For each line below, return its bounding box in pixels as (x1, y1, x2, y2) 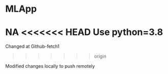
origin (94, 53, 107, 59)
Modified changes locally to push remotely (5, 63, 95, 69)
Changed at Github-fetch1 (5, 43, 60, 50)
